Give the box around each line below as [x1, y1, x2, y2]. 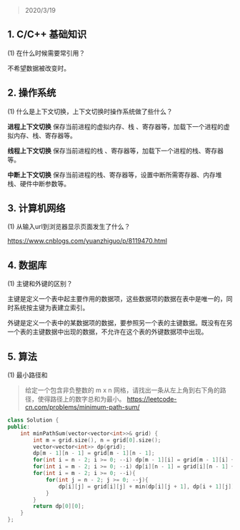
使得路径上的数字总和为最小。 [37, 395, 126, 404]
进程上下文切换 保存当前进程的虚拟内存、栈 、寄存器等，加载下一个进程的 [7, 122, 224, 131]
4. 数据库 [7, 259, 47, 271]
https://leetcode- [126, 395, 177, 404]
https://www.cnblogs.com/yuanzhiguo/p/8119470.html [7, 237, 168, 245]
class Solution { [7, 417, 59, 424]
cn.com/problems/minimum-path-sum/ [24, 403, 141, 412]
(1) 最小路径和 [7, 371, 48, 379]
